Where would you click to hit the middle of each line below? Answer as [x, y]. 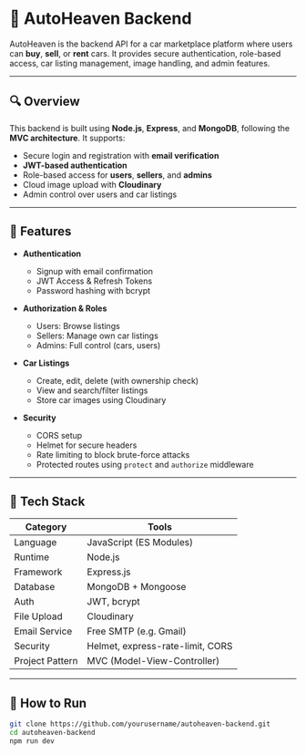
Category [46, 527]
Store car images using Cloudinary [101, 399]
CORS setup [59, 435]
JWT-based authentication [75, 165]
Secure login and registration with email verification [121, 155]
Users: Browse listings [78, 326]
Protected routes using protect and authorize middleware [145, 464]
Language [36, 543]
